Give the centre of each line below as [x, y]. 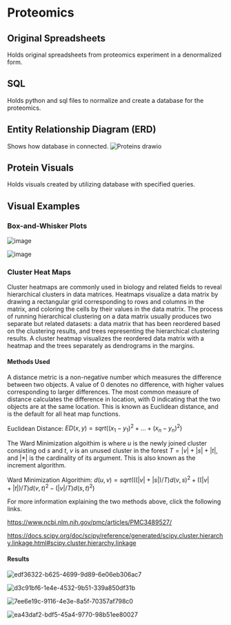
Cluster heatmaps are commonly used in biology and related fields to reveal [114, 287]
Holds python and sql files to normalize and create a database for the [106, 100]
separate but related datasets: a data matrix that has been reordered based [114, 324]
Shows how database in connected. [58, 146]
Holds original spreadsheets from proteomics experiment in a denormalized [114, 55]
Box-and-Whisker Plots [47, 226]
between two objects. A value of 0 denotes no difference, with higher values [115, 384]
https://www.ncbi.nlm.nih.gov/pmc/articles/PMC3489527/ [90, 522]
